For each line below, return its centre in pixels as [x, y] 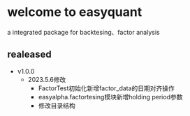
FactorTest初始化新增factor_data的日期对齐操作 [106, 88]
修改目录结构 [57, 106]
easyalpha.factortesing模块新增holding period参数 [110, 97]
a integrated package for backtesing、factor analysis [83, 32]
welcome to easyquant [75, 12]
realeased [30, 55]
